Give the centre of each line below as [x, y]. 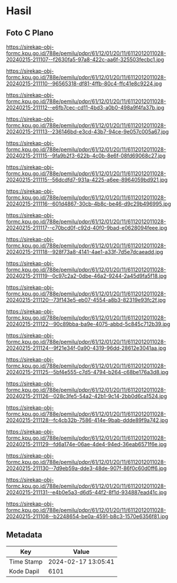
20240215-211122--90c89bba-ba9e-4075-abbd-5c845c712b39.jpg [88, 324]
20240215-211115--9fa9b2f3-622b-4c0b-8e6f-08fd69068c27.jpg [86, 156]
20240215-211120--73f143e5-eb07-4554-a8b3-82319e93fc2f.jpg [86, 300]
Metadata [24, 535]
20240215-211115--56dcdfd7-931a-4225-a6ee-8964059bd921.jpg [87, 180]
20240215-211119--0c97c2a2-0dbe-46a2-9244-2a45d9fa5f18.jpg [86, 276]
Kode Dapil [24, 571]
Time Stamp [26, 562]
